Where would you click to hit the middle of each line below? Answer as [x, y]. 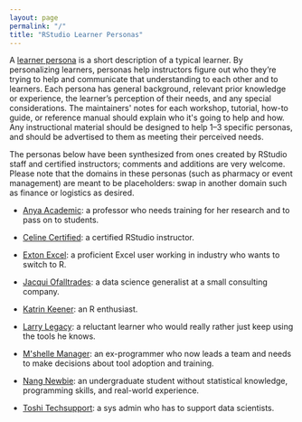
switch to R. [44, 265]
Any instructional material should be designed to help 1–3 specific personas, [151, 127]
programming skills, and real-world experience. [111, 390]
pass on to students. [61, 220]
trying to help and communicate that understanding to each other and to [144, 80]
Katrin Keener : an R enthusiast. [80, 309]
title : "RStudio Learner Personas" [76, 34]
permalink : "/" [38, 26]
